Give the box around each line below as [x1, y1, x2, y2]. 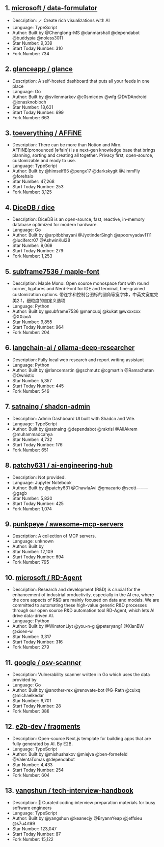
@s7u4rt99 [12, 820, 35, 826]
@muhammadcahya [12, 431, 53, 437]
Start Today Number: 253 [12, 184, 64, 190]
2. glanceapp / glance [5, 65, 73, 73]
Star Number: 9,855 [12, 319, 53, 325]
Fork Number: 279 [12, 644, 50, 650]
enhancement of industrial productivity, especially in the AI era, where [12, 592, 154, 598]
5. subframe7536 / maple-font [5, 267, 100, 275]
